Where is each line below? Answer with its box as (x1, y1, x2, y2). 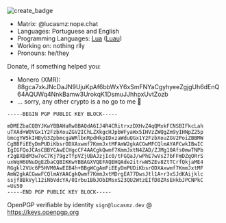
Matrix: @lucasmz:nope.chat (16, 20, 99, 27)
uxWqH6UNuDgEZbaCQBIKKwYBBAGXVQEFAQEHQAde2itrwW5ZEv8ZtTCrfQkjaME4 (7, 159, 204, 165)
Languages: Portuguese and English (16, 27, 120, 35)
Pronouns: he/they (16, 49, 70, 57)
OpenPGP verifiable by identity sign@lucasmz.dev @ (7, 201, 153, 209)
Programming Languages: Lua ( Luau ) (16, 34, 123, 43)
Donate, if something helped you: (7, 62, 101, 70)
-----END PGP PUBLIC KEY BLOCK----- (7, 189, 112, 196)
